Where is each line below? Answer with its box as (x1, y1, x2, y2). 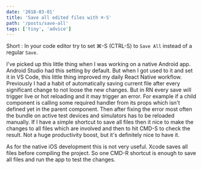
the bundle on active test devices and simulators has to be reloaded (6, 112, 175, 119)
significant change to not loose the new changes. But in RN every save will (6, 86, 192, 94)
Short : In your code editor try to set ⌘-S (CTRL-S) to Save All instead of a (6, 42, 192, 50)
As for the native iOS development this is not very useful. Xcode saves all (6, 143, 188, 150)
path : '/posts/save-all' (6, 20, 69, 26)
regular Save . (6, 49, 38, 56)
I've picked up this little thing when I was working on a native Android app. (6, 61, 191, 68)
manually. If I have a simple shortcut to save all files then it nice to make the (6, 119, 194, 126)
